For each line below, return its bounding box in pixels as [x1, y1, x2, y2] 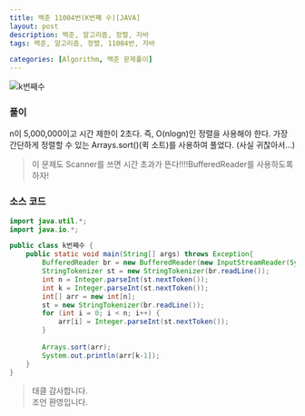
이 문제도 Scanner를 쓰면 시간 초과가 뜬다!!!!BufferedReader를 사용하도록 [31, 159, 293, 170]
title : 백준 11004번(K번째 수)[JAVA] [9, 13, 141, 23]
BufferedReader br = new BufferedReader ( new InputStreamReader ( [42, 258, 290, 268]
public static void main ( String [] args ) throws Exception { [25, 250, 254, 259]
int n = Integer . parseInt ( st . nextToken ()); [42, 274, 209, 284]
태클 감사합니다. [31, 385, 88, 396]
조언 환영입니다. [31, 397, 88, 408]
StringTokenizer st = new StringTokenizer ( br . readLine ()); [42, 267, 271, 276]
